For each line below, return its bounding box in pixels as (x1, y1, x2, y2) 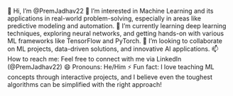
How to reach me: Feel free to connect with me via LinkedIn (7, 55, 182, 63)
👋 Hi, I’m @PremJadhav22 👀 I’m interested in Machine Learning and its (7, 7, 214, 15)
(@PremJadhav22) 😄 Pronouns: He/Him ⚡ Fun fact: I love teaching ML (7, 63, 215, 71)
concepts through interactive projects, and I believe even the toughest (7, 73, 213, 81)
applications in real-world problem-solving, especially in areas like (7, 14, 202, 23)
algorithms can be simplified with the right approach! (7, 80, 162, 88)
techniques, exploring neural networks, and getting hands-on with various (7, 29, 224, 37)
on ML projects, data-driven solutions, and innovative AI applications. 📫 (7, 44, 219, 53)
